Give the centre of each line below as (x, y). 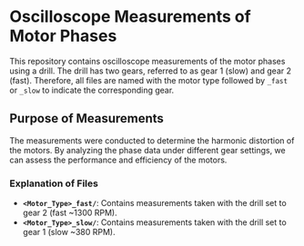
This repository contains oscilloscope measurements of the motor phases (147, 61)
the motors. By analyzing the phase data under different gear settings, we (147, 150)
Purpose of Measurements (86, 118)
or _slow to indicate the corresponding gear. (92, 90)
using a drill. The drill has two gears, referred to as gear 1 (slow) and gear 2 (150, 71)
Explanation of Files (54, 183)
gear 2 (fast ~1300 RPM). (70, 213)
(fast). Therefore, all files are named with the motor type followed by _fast (149, 80)
